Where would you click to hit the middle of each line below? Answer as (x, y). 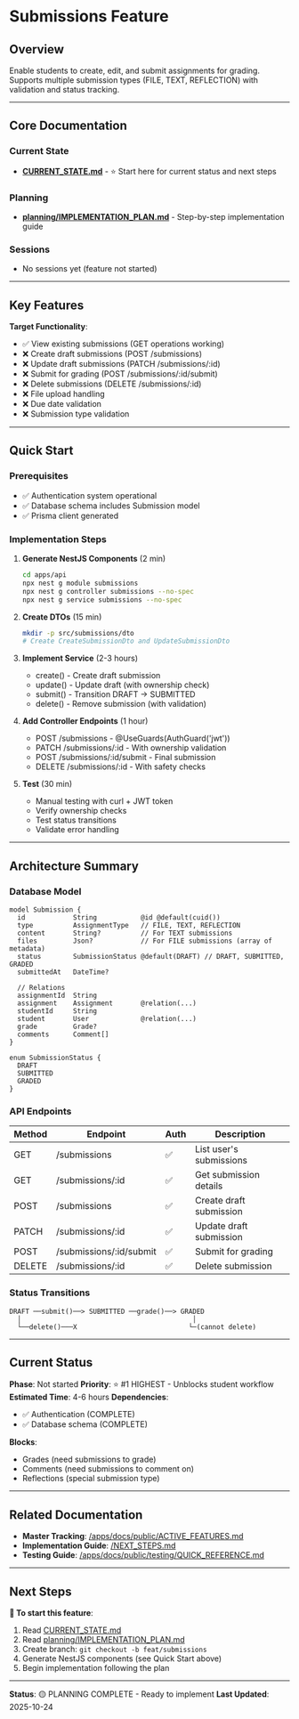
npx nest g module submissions (80, 583)
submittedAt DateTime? (63, 972)
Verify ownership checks (81, 811)
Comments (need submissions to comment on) (108, 1469)
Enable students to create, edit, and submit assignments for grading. (135, 70)
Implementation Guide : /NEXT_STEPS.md (99, 1545)
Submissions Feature (89, 16)
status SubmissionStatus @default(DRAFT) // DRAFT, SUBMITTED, (151, 957)
